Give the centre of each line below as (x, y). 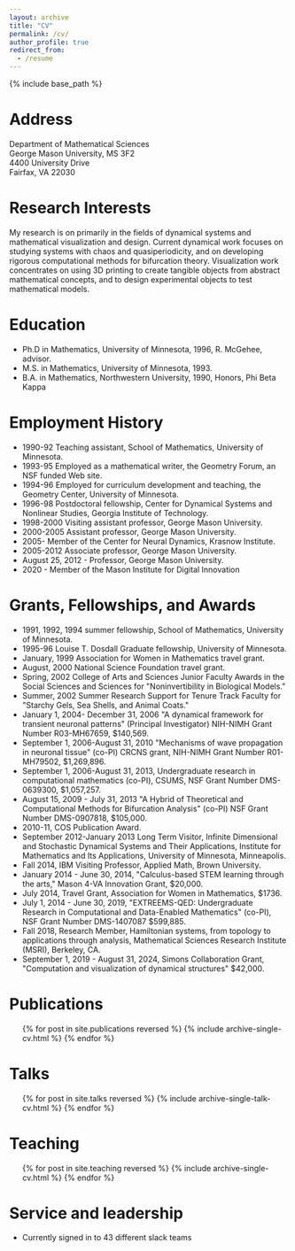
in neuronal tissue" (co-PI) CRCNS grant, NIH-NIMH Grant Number (144, 752)
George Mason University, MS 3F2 (72, 153)
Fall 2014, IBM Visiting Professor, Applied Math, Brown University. (141, 865)
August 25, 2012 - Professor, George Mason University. (123, 560)
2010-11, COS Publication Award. (82, 827)
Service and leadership (96, 1213)
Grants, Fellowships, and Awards (132, 605)
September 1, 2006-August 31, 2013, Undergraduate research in (139, 770)
